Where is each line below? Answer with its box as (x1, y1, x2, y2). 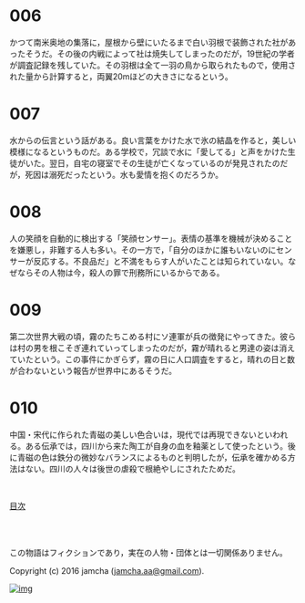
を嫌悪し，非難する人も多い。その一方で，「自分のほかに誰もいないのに (9, 244, 277, 255)
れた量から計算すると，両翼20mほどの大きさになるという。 (9, 70, 234, 82)
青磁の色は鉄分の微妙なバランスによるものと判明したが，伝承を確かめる (16, 452, 289, 463)
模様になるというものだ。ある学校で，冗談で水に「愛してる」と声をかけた (9, 146, 289, 157)
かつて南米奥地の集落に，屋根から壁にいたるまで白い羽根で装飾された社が (9, 36, 289, 47)
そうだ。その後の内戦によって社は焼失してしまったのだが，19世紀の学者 (25, 47, 296, 59)
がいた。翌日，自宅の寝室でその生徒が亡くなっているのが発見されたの (16, 157, 280, 169)
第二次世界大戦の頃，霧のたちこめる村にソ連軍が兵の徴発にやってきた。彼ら (9, 330, 296, 342)
